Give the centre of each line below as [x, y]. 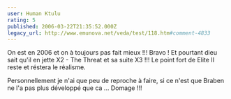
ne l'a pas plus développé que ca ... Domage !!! [75, 88]
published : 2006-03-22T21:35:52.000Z [62, 26]
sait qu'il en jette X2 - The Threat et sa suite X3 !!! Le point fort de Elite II [111, 60]
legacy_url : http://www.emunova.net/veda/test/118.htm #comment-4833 [109, 33]
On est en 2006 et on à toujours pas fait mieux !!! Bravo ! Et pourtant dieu [112, 53]
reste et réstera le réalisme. [46, 67]
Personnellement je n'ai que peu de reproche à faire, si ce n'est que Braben [116, 81]
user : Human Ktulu [34, 13]
